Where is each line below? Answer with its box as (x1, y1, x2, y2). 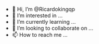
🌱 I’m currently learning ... (11, 18, 76, 25)
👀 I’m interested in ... (11, 12, 63, 19)
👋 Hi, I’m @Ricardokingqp (11, 6, 76, 12)
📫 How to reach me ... (11, 32, 68, 38)
